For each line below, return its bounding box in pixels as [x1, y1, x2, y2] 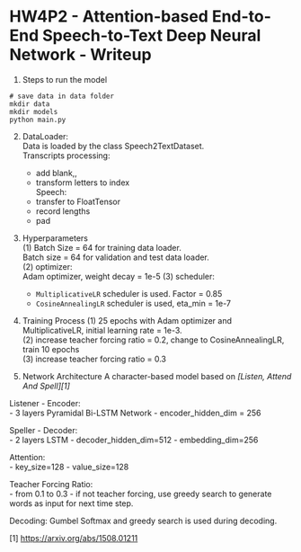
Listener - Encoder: [9, 397, 81, 408]
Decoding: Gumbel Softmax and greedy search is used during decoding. [9, 515, 278, 526]
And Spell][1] [22, 380, 70, 391]
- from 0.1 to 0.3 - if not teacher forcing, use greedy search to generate [9, 488, 272, 499]
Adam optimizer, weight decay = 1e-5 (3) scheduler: [22, 271, 216, 281]
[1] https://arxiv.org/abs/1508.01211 [9, 532, 138, 543]
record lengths [35, 205, 91, 217]
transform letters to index [35, 177, 130, 188]
